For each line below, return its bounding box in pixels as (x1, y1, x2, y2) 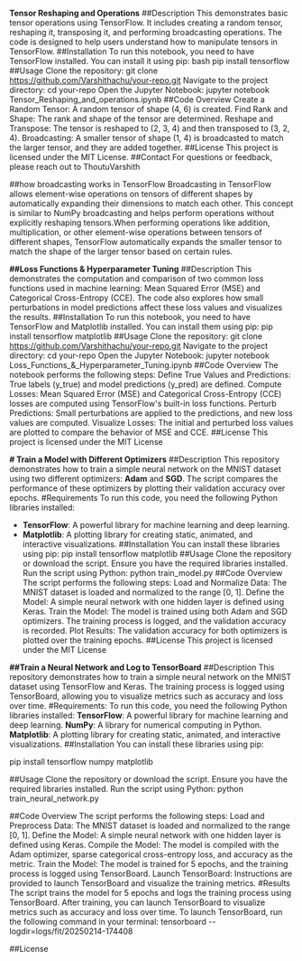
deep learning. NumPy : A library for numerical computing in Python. (9, 720, 262, 730)
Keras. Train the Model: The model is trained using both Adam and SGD (22, 606, 288, 617)
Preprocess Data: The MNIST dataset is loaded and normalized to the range (9, 820, 291, 831)
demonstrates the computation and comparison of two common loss (9, 273, 264, 284)
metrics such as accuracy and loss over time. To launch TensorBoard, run (9, 907, 283, 917)
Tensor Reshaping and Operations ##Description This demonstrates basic (9, 8, 288, 18)
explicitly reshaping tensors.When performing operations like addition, (9, 217, 270, 228)
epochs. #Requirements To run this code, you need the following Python (9, 493, 278, 503)
